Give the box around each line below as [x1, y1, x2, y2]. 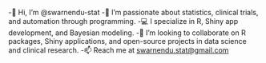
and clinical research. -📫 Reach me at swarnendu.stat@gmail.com [8, 45, 229, 55]
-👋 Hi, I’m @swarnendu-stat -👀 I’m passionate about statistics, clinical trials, [8, 8, 259, 17]
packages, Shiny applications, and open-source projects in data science [8, 37, 247, 45]
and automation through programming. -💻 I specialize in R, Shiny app [8, 17, 239, 26]
